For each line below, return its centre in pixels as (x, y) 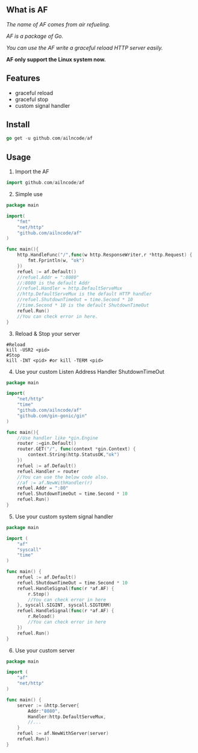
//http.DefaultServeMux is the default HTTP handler (85, 294)
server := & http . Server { (48, 705)
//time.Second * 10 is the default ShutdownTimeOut (83, 305)
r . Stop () (39, 594)
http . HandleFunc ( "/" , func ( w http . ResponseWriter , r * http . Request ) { (105, 255)
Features (23, 79)
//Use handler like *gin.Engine (57, 438)
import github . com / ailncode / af (45, 183)
